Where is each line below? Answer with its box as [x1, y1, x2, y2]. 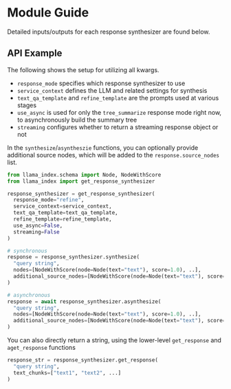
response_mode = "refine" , [13, 197, 85, 203]
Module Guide [7, 5, 89, 21]
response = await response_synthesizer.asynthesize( [7, 298, 162, 305]
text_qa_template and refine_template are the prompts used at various [16, 93, 219, 102]
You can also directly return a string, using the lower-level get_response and [7, 336, 222, 344]
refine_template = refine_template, [13, 216, 112, 223]
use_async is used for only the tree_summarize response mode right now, [16, 108, 222, 116]
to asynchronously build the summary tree [16, 115, 137, 124]
